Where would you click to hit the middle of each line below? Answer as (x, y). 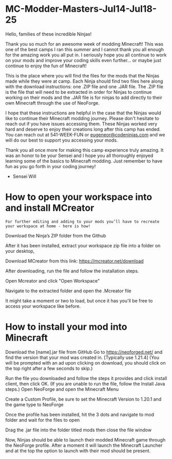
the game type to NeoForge (34, 404)
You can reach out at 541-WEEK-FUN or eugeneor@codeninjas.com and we (85, 134)
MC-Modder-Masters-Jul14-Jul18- (81, 9)
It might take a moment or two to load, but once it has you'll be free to (79, 301)
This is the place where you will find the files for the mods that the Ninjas (82, 75)
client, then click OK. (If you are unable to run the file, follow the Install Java (85, 384)
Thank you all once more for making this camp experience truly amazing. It (84, 150)
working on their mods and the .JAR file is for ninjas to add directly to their (84, 97)
